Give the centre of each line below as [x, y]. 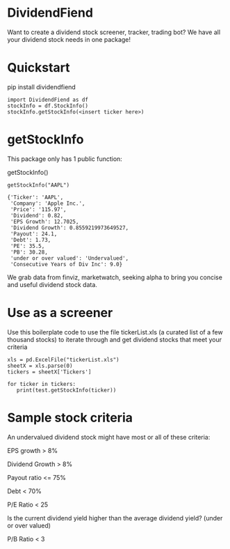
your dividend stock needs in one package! [69, 39]
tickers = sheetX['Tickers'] [49, 372]
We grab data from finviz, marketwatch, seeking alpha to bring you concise [115, 277]
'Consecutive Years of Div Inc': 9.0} [66, 264]
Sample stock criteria [70, 418]
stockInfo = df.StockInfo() [48, 106]
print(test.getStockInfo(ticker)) [66, 390]
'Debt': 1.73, [31, 240]
